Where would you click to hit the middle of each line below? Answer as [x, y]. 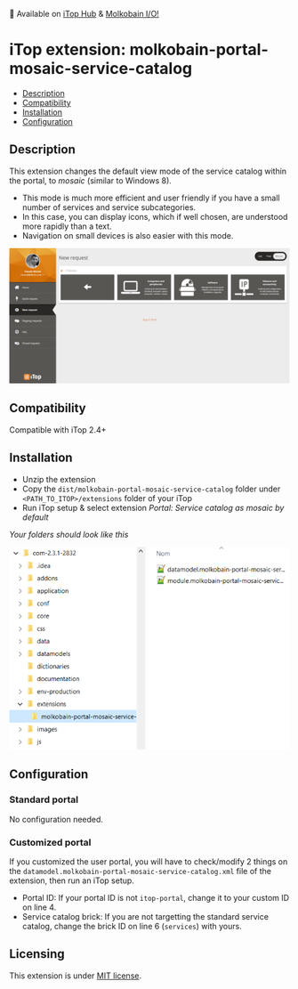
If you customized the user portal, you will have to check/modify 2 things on [149, 861]
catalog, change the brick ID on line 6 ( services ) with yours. [132, 926]
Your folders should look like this [69, 534]
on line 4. [39, 907]
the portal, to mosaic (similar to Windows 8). [90, 180]
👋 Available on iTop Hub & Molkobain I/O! [85, 14]
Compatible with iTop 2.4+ [58, 430]
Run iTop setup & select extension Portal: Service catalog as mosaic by [153, 507]
